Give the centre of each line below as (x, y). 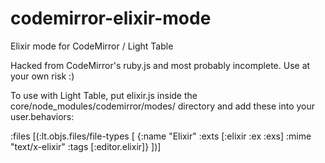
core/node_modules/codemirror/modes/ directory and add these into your (163, 106)
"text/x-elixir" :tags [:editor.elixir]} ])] (86, 146)
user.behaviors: (42, 116)
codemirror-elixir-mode (111, 18)
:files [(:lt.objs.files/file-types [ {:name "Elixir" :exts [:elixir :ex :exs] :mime (161, 136)
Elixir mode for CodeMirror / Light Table (92, 46)
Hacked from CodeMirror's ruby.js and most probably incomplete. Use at (160, 65)
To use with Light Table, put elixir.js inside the (104, 95)
